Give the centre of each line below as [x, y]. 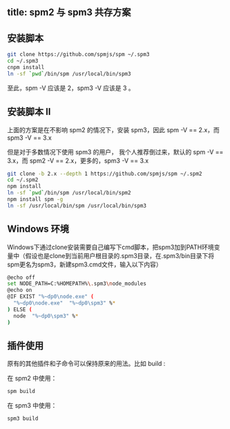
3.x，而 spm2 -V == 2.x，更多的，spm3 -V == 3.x [78, 161]
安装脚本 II [29, 112]
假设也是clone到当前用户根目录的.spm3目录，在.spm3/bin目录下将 [120, 255]
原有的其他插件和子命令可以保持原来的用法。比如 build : [86, 364]
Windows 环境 [38, 229]
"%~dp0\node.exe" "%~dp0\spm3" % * [65, 303]
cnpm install [26, 67]
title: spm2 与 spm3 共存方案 [69, 12]
